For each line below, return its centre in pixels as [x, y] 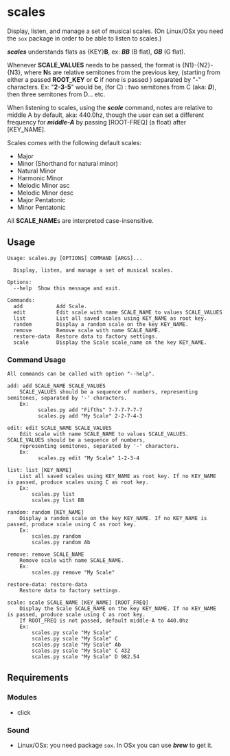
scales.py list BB [58, 500]
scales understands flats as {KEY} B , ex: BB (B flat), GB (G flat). [96, 52]
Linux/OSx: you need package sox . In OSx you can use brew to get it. [115, 745]
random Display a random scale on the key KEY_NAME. [101, 324]
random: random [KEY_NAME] [46, 512]
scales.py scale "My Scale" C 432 [81, 651]
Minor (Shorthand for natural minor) [67, 163]
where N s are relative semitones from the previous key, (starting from [122, 72]
